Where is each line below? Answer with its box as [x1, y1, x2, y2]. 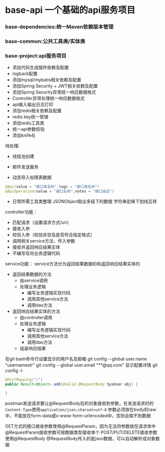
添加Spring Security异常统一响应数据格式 [12, 89, 96, 95]
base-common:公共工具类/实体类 [5, 38, 85, 45]
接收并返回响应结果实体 [12, 244, 60, 250]
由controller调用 [19, 315, 53, 321]
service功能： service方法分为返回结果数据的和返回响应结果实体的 [5, 261, 140, 267]
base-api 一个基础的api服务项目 [5, 4, 136, 16]
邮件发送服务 [12, 164, 39, 170]
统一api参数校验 [12, 126, 45, 132]
